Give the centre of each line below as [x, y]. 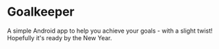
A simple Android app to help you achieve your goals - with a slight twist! [110, 31]
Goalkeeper [41, 12]
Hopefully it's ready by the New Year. [60, 37]
